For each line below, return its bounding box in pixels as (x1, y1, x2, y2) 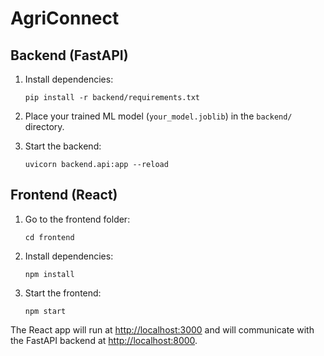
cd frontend (24, 232, 75, 242)
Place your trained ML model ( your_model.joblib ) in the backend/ (24, 110, 293, 122)
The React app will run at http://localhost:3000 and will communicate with (10, 323, 315, 336)
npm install (24, 269, 75, 279)
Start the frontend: (24, 287, 102, 299)
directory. (24, 121, 65, 132)
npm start (24, 306, 67, 316)
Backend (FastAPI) (10, 47, 129, 64)
